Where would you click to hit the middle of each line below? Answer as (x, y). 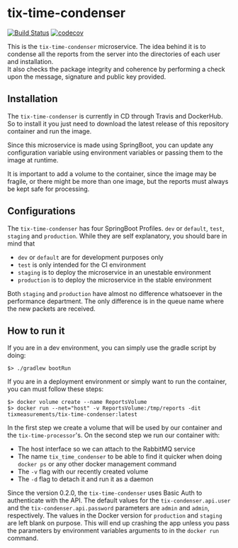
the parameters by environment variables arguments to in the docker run (113, 531)
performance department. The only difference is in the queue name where (116, 301)
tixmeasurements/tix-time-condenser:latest (73, 415)
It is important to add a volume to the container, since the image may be (112, 174)
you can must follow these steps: (56, 389)
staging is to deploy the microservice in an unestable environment (114, 272)
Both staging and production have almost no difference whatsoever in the (115, 293)
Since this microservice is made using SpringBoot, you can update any (110, 145)
